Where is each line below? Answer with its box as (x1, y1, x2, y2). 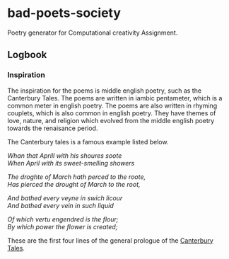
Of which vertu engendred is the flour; (7, 214, 119, 224)
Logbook (7, 49, 47, 61)
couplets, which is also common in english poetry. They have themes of (7, 108, 216, 117)
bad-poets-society (7, 5, 122, 21)
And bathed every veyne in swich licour (7, 193, 123, 202)
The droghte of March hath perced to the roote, (7, 172, 146, 181)
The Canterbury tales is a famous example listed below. (7, 137, 169, 146)
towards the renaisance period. (7, 124, 98, 132)
